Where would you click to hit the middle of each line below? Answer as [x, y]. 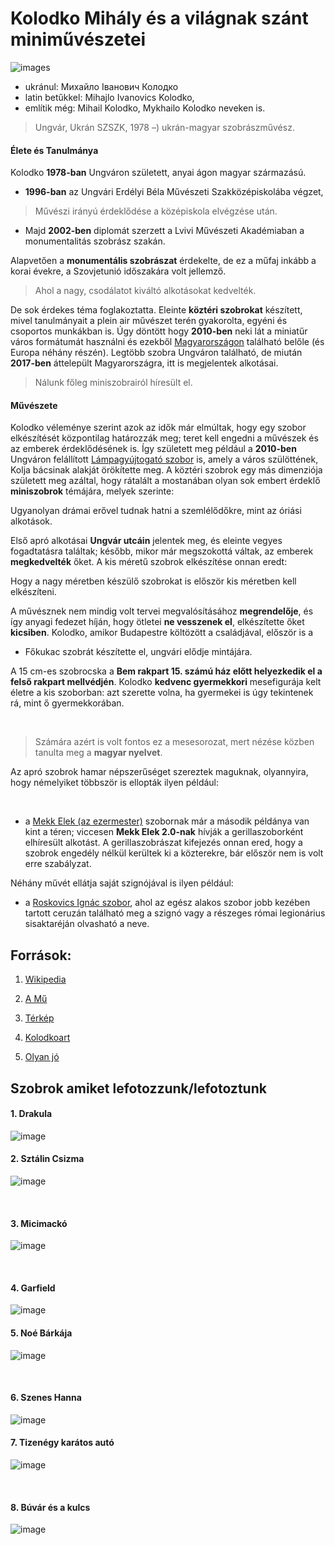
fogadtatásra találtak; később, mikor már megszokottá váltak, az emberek [162, 551]
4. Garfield [33, 1288]
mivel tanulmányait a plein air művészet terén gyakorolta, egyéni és [149, 321]
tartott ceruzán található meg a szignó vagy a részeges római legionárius [175, 913]
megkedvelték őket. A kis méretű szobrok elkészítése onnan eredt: [149, 562]
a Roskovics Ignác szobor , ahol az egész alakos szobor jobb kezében [167, 903]
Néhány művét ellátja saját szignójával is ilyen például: [122, 883]
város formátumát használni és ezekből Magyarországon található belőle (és [167, 342]
